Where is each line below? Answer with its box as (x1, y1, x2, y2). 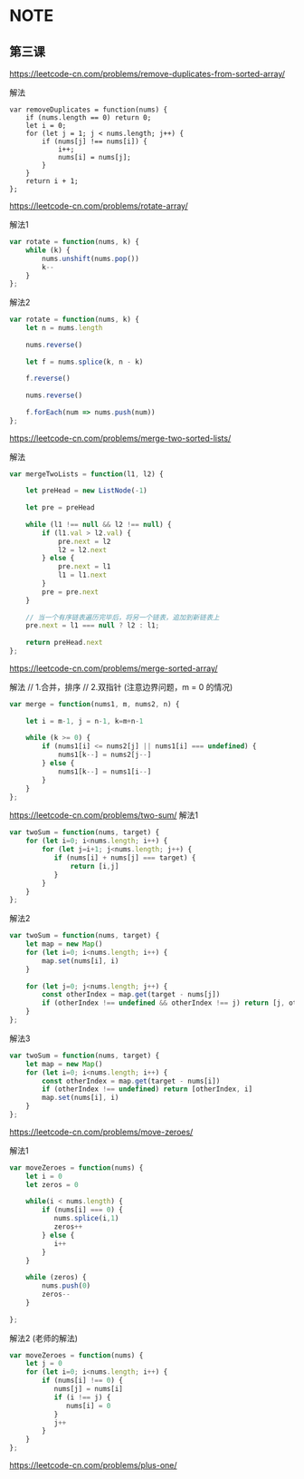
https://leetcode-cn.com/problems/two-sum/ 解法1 (9, 810, 199, 821)
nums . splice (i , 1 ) (53, 1214, 119, 1223)
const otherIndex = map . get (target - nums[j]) (42, 990, 221, 999)
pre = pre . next (42, 587, 100, 597)
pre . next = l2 (57, 537, 111, 546)
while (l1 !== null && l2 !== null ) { (25, 520, 172, 529)
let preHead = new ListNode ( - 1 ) (25, 486, 147, 495)
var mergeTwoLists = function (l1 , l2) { (9, 469, 165, 479)
